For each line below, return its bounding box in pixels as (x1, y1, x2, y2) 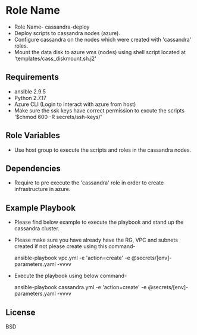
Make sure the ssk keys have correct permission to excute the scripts (14, 107, 185, 114)
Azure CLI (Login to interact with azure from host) (14, 101, 136, 108)
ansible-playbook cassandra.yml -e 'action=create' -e (14, 284, 147, 291)
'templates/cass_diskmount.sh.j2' (14, 55, 96, 62)
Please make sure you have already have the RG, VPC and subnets (14, 236, 178, 244)
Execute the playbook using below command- (14, 272, 127, 280)
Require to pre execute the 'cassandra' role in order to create (14, 179, 164, 186)
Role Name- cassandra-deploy (14, 23, 90, 30)
